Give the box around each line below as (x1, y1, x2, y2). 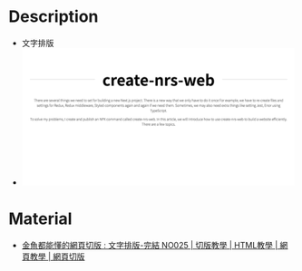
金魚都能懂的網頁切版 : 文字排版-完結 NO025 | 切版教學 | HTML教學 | (21, 239, 278, 250)
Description (8, 6, 99, 27)
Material (8, 208, 73, 229)
